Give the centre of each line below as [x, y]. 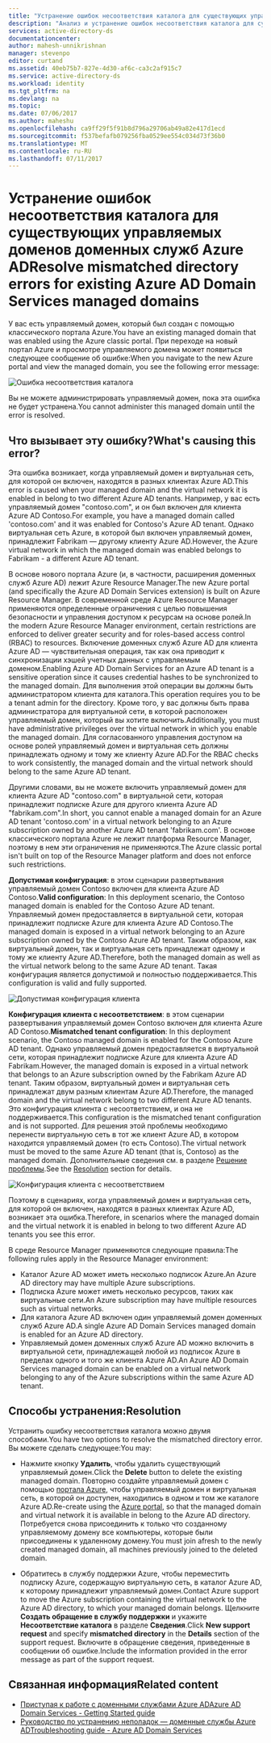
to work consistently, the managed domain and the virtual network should [131, 763]
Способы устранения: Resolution [95, 1411]
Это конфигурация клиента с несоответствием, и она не [106, 1109]
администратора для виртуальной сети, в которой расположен [118, 711]
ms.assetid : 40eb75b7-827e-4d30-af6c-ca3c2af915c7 [95, 69]
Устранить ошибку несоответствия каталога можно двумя [110, 1430]
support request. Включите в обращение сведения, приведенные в [135, 1642]
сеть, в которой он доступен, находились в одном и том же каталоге [140, 1497]
